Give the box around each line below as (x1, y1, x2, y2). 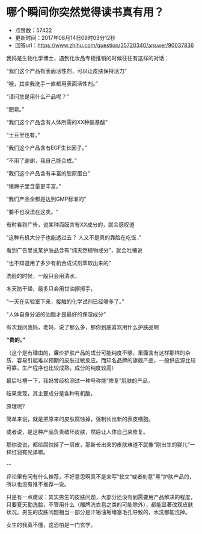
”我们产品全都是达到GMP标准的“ (6, 195, 87, 203)
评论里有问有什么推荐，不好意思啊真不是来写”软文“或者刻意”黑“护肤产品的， (6, 473, 195, 480)
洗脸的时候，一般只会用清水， (6, 272, 80, 279)
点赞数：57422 (14, 27, 52, 34)
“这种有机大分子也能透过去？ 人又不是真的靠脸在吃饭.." (6, 233, 142, 241)
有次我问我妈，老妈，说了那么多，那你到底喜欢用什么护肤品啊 (6, 323, 159, 330)
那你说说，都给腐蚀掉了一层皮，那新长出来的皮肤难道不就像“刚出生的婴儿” (6, 441, 191, 448)
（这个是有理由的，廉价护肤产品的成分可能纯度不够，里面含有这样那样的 (6, 349, 185, 356)
